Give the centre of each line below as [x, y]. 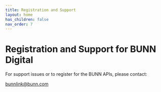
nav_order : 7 [19, 24]
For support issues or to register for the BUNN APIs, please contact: [76, 74]
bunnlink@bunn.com [27, 84]
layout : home [19, 15]
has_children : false [27, 19]
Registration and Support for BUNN [81, 49]
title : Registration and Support [41, 10]
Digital [19, 60]
